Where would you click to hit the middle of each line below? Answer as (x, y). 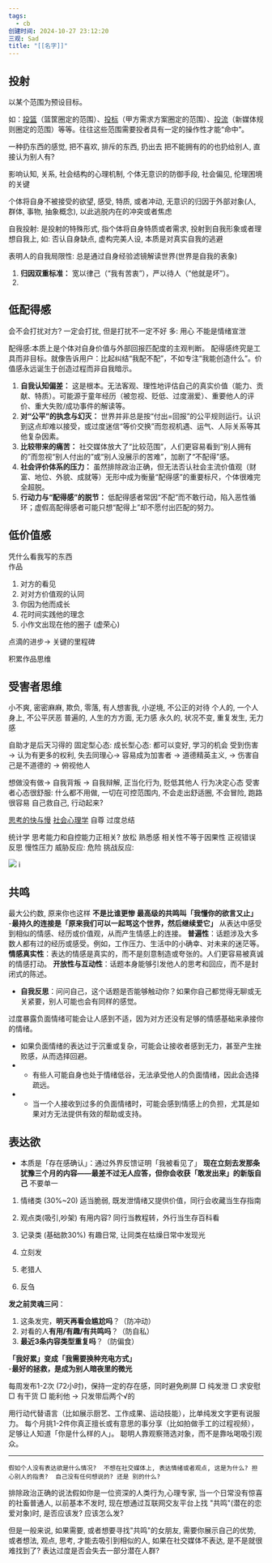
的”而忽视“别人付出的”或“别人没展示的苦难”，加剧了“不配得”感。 (127, 456)
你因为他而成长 (45, 604)
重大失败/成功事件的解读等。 (82, 405)
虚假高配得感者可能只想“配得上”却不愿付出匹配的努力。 (126, 507)
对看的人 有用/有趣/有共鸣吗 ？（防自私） (87, 1331)
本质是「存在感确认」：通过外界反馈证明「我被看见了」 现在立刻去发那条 (140, 1163)
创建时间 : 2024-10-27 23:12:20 (59, 31)
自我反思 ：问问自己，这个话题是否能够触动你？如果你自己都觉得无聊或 (137, 991)
